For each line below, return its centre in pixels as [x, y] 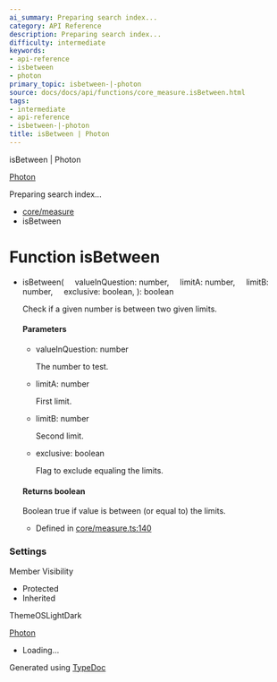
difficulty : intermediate [57, 43]
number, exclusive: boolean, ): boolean [98, 291]
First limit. [54, 401]
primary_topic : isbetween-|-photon [76, 84]
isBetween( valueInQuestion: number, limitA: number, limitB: [146, 282]
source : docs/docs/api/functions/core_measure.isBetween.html [127, 92]
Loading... [41, 650]
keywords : [28, 51]
